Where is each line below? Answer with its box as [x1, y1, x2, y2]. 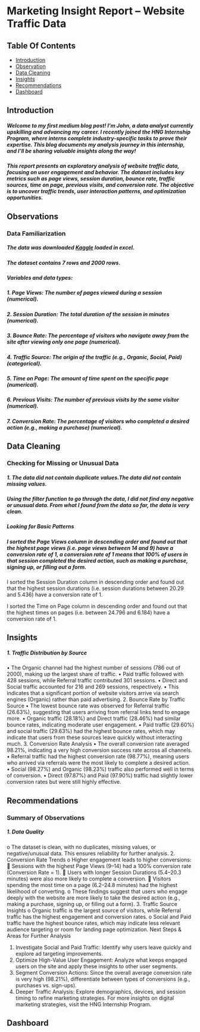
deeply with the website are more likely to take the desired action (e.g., [7, 894, 181, 901]
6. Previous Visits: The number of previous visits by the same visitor [7, 396, 179, 403]
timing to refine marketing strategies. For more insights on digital [15, 994, 174, 1002]
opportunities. [7, 194, 43, 201]
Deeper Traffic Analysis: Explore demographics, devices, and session [15, 988, 186, 995]
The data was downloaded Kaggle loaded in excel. [7, 244, 135, 251]
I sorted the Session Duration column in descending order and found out [7, 579, 184, 586]
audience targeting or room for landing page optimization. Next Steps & [7, 926, 182, 933]
